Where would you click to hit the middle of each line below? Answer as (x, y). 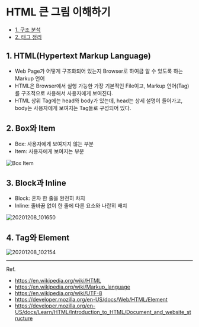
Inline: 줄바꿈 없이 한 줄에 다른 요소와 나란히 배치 (71, 206)
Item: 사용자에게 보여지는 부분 (49, 151)
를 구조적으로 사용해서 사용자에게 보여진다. (64, 93)
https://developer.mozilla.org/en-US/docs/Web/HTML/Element (91, 300)
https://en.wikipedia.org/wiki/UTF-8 (58, 293)
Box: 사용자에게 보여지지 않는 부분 (54, 144)
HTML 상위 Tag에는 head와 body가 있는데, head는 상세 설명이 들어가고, (98, 101)
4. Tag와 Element (38, 237)
